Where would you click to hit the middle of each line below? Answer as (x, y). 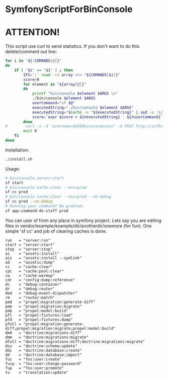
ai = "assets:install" (32, 253)
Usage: (13, 169)
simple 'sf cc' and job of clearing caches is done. (56, 231)
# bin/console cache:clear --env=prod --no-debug (58, 197)
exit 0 (30, 131)
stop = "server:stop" (29, 249)
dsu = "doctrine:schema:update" (41, 346)
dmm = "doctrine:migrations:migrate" (47, 337)
